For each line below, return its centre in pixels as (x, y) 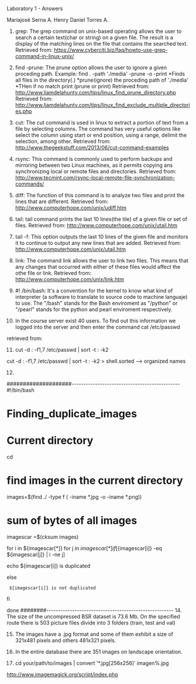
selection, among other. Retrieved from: (63, 141)
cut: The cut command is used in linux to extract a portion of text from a (102, 122)
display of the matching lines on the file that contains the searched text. (101, 44)
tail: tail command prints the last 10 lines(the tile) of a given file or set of (101, 219)
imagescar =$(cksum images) (43, 537)
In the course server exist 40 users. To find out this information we (95, 321)
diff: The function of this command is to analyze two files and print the (100, 195)
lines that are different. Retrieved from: (62, 201)
